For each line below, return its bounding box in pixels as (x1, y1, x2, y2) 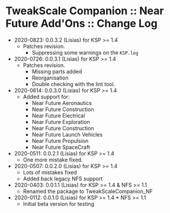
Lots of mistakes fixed (23, 169, 78, 176)
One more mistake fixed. (23, 156, 84, 163)
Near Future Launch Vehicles (31, 131, 103, 138)
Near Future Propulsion (31, 137, 89, 144)
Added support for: (23, 93, 70, 100)
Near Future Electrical (31, 112, 85, 119)
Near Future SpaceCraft (31, 144, 90, 151)
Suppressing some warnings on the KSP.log (31, 49, 139, 56)
